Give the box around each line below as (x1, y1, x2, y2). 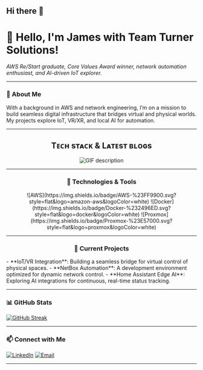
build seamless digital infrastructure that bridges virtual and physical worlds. (6, 110, 197, 118)
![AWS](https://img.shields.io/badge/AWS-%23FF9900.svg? (27, 191, 176, 199)
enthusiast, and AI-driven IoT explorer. (6, 69, 102, 77)
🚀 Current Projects (74, 244, 129, 252)
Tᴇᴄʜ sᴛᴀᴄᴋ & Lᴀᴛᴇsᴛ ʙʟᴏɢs (51, 141, 152, 151)
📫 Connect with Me (6, 336, 66, 344)
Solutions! (6, 43, 59, 57)
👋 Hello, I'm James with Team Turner (6, 30, 194, 44)
